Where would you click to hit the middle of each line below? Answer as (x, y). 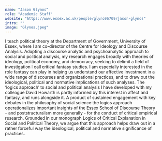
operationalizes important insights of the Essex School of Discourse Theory (80, 108)
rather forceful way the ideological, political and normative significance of (79, 128)
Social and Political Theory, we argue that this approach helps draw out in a (80, 123)
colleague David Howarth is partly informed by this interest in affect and (77, 93)
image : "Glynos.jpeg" (27, 28)
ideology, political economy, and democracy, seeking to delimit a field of (77, 62)
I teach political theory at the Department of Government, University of (75, 41)
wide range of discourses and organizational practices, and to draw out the (80, 77)
